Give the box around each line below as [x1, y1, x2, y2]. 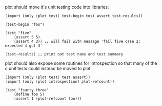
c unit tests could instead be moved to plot [5, 66, 91, 71]
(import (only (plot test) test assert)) [5, 75, 91, 80]
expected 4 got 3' [5, 43, 42, 48]
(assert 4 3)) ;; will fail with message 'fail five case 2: [14, 39, 141, 44]
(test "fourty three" [5, 88, 49, 92]
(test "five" [5, 31, 32, 35]
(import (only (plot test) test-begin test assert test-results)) [5, 14, 143, 18]
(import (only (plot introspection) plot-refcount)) [5, 79, 115, 84]
